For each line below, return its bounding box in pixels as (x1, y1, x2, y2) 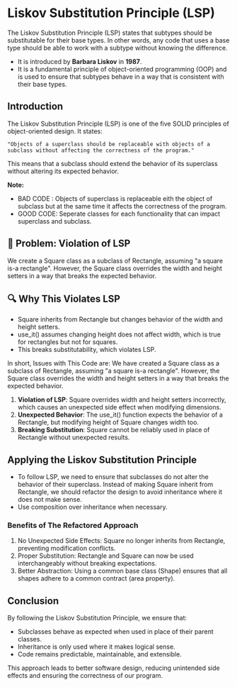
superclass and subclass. (17, 216, 92, 225)
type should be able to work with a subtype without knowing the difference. (7, 43, 228, 52)
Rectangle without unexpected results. (17, 433, 130, 441)
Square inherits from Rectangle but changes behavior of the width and (17, 315, 223, 324)
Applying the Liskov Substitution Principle (7, 454, 197, 466)
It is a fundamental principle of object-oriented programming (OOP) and (17, 65, 227, 73)
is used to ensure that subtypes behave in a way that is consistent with (17, 72, 224, 81)
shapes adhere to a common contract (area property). (17, 574, 175, 583)
